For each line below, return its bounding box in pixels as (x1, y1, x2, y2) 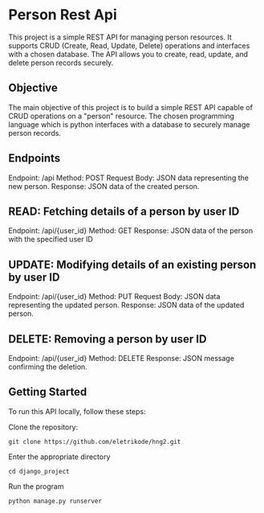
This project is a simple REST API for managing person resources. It (8, 32, 233, 42)
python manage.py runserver (8, 497, 103, 505)
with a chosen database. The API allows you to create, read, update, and (8, 49, 249, 59)
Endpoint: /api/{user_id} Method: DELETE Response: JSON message (8, 354, 235, 363)
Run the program (8, 481, 64, 491)
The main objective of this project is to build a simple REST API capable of (8, 102, 253, 112)
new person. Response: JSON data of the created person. (8, 181, 200, 191)
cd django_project (8, 467, 70, 475)
